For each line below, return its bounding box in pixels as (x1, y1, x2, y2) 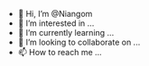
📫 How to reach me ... (17, 47, 102, 57)
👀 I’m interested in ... (17, 18, 95, 29)
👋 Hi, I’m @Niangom (17, 9, 93, 19)
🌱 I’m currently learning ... (17, 28, 115, 37)
